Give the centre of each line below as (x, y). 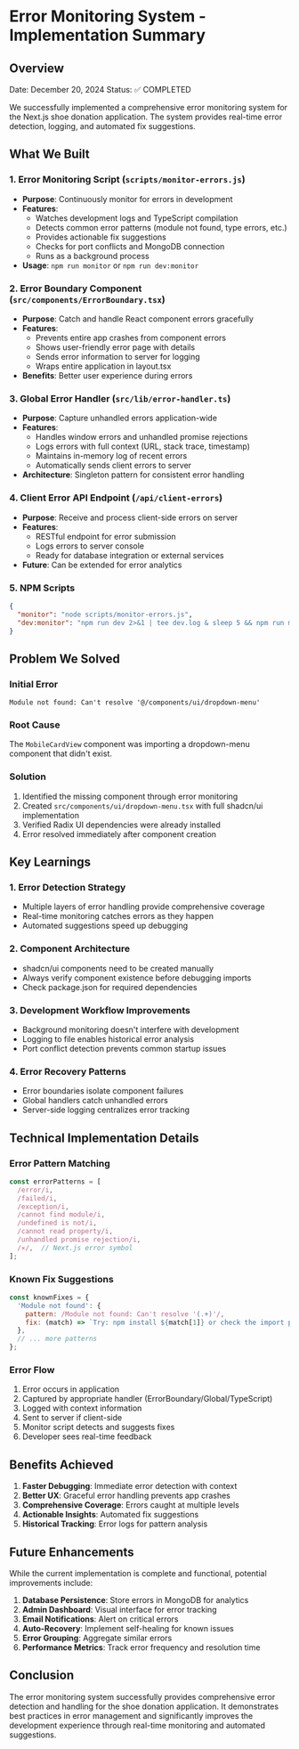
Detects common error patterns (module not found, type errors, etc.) (161, 227)
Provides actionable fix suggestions (101, 237)
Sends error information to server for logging (117, 356)
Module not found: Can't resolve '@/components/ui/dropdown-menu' (135, 703)
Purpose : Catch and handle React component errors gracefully (137, 319)
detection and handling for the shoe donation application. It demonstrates (144, 1706)
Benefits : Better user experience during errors (107, 375)
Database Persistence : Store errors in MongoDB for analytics (135, 1600)
